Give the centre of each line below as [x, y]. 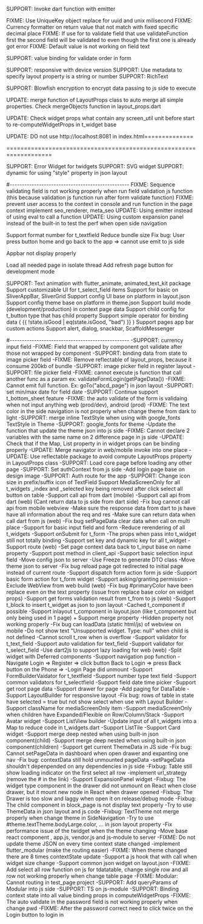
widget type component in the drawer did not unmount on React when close [101, 785]
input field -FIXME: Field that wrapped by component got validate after [95, 347]
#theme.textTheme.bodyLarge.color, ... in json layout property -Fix [89, 824]
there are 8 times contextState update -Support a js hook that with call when [102, 857]
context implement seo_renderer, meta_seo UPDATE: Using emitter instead [99, 210]
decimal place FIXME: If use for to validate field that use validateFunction [97, 33]
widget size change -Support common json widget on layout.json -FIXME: [98, 863]
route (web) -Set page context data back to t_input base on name [109, 547]
